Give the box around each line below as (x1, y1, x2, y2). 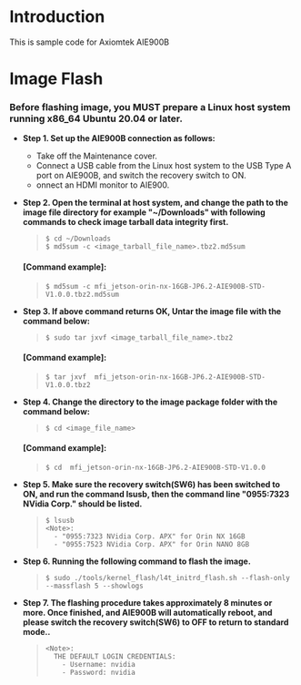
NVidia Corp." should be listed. (22, 498, 143, 509)
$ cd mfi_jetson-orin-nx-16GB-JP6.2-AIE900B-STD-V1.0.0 (45, 463, 266, 473)
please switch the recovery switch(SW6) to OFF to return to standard (22, 617, 289, 628)
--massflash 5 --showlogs (45, 581, 144, 591)
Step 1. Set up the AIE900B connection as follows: (22, 133, 216, 144)
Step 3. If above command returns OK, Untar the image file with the (22, 305, 282, 316)
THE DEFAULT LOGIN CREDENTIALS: (53, 652, 176, 661)
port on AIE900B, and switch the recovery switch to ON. (35, 170, 247, 181)
